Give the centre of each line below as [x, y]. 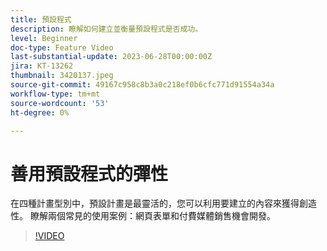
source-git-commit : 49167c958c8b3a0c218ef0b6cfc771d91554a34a [142, 85]
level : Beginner [44, 38]
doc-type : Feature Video [62, 47]
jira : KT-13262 [42, 66]
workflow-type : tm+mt [55, 94]
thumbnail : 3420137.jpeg [62, 76]
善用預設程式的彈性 [89, 173]
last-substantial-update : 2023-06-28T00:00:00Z [111, 57]
